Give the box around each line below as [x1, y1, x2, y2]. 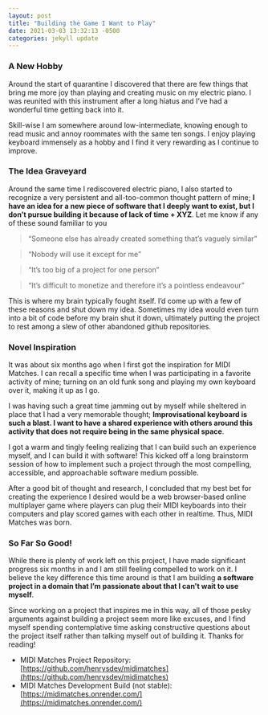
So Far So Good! [8, 537, 72, 549]
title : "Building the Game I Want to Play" [8, 19, 156, 27]
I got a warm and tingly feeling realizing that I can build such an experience [8, 443, 257, 452]
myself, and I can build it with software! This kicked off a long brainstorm [8, 451, 249, 460]
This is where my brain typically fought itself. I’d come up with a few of [8, 296, 242, 305]
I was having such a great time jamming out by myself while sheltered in [8, 401, 246, 411]
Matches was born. [8, 517, 72, 527]
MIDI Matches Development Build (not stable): [19, 680, 173, 691]
